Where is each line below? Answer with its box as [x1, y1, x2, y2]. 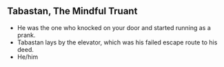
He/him [17, 53, 39, 61]
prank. [17, 31, 36, 39]
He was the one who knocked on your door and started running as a [17, 23, 212, 31]
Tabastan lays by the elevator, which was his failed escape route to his [17, 38, 218, 46]
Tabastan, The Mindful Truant [7, 5, 138, 17]
